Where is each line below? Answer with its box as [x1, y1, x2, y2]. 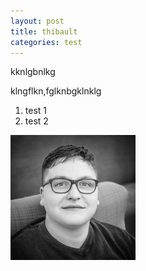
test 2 [24, 115, 49, 127]
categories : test [10, 37, 83, 47]
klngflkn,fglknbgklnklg [10, 85, 102, 97]
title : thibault [10, 26, 78, 37]
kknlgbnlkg [10, 66, 56, 78]
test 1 [24, 105, 48, 117]
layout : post [10, 16, 65, 26]
